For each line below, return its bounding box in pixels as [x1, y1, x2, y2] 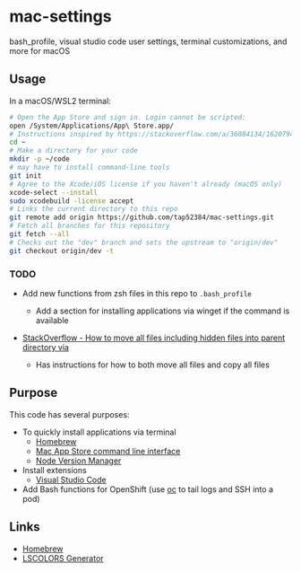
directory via [21, 341, 70, 352]
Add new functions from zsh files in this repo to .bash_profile [21, 287, 253, 298]
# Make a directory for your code [9, 146, 139, 155]
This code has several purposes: [9, 409, 130, 419]
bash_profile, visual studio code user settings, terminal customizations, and [9, 36, 288, 47]
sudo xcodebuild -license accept [9, 196, 134, 206]
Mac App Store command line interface [35, 445, 181, 456]
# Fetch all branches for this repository [9, 222, 170, 231]
